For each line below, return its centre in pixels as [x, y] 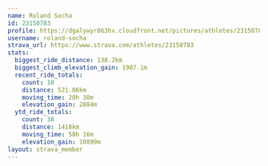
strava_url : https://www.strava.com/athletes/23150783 [101, 45]
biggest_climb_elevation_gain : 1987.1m [81, 68]
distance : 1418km [51, 127]
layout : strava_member [45, 149]
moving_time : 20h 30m [58, 97]
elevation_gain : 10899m [62, 142]
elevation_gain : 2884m [60, 105]
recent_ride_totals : [49, 75]
